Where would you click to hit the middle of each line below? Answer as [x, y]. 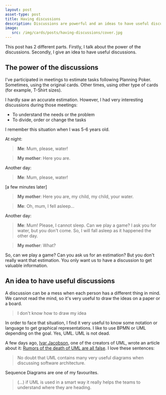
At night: [14, 139]
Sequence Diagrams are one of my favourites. [52, 372]
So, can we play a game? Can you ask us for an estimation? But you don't [80, 255]
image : [12, 28]
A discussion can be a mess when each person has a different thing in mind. [83, 293]
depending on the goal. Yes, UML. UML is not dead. [58, 333]
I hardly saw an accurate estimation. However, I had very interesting [74, 99]
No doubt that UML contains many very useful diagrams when [81, 357]
